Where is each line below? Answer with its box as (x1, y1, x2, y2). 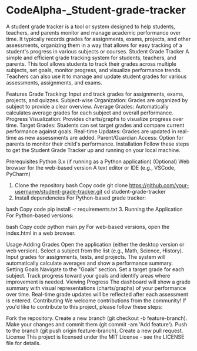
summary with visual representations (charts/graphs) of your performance (6, 284, 186, 291)
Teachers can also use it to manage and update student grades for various (6, 73, 187, 80)
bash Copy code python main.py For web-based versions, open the (6, 223, 170, 230)
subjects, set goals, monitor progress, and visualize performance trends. (6, 66, 182, 73)
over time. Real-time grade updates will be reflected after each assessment (6, 291, 189, 298)
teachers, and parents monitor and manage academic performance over (6, 29, 181, 36)
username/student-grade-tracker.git (14, 188, 103, 195)
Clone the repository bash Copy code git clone (14, 181, 128, 188)
